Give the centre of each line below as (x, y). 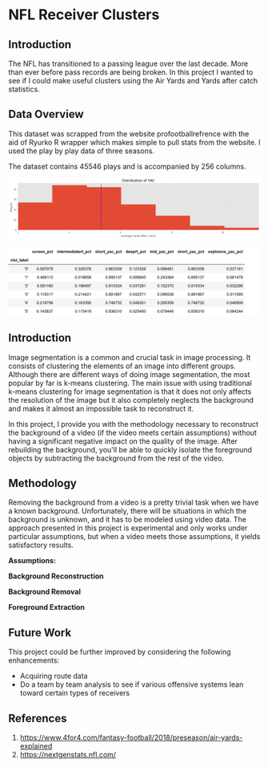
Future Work (40, 633)
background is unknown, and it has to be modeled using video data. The (127, 520)
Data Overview (46, 114)
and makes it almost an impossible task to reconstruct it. (101, 408)
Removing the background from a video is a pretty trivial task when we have (134, 502)
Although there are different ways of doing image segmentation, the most (129, 374)
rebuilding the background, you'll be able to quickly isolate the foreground (130, 449)
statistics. (24, 89)
